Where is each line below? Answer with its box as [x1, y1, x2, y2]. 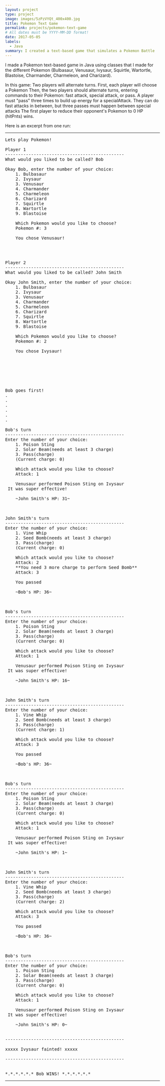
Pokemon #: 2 [15, 338, 47, 344]
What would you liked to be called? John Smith [5, 269, 122, 275]
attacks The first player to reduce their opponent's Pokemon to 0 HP [5, 108, 143, 114]
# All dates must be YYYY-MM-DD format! [5, 30, 89, 35]
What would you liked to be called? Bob [5, 156, 104, 162]
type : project [5, 12, 34, 17]
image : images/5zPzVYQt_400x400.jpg [5, 16, 80, 21]
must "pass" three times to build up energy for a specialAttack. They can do [5, 97, 159, 103]
